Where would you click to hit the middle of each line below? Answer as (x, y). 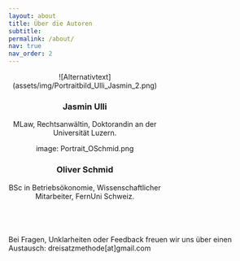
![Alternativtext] (85, 77)
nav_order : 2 (31, 54)
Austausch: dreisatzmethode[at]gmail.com (80, 248)
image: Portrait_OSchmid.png (85, 149)
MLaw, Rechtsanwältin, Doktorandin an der (85, 124)
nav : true (25, 46)
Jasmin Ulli (85, 107)
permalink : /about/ (41, 39)
